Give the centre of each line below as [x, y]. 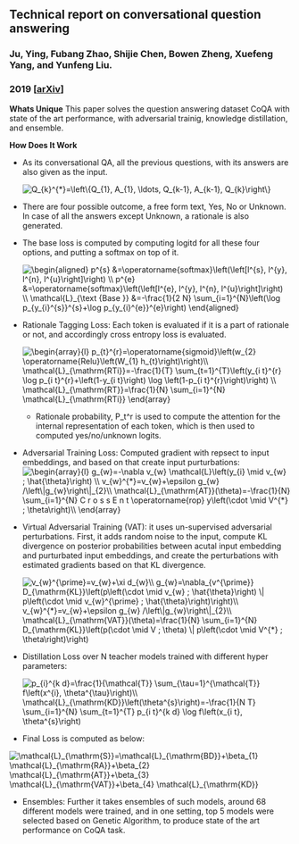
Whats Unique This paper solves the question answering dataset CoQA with [149, 109]
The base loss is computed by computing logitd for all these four [141, 242]
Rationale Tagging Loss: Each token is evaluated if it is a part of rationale [156, 324]
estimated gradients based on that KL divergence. [114, 564]
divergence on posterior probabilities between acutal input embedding [152, 546]
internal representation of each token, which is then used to [145, 426]
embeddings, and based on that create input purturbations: [131, 462]
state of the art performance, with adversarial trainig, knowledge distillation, [149, 118]
